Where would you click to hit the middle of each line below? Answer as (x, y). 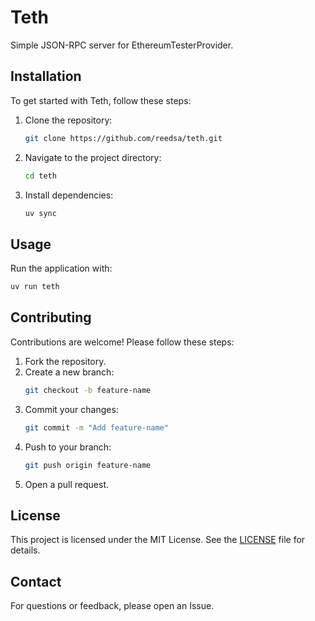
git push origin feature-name (88, 465)
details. (25, 550)
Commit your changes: (71, 409)
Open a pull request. (67, 484)
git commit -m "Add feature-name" (96, 427)
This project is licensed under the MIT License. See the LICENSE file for (158, 540)
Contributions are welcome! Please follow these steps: (122, 342)
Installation (46, 76)
